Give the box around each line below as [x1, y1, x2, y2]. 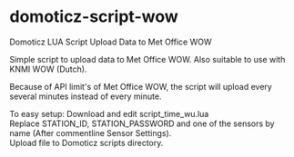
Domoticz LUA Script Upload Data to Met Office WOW [9, 36, 212, 47]
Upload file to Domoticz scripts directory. [9, 137, 164, 148]
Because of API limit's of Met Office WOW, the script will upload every [9, 81, 273, 92]
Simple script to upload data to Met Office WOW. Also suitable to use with [9, 54, 286, 64]
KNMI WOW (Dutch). [9, 64, 87, 74]
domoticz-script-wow [9, 6, 179, 27]
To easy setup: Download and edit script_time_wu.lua [9, 108, 209, 119]
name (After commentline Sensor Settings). [9, 127, 172, 138]
